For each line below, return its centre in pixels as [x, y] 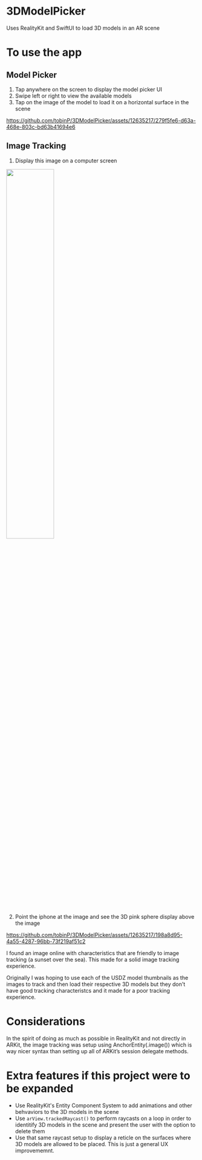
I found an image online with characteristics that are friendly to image [93, 953]
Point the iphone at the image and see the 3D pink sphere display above [105, 916]
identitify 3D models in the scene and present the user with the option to [105, 1125]
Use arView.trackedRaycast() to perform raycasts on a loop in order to [103, 1118]
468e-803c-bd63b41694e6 [41, 127]
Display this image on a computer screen [66, 160]
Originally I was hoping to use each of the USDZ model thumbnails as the [97, 977]
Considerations [46, 1021]
